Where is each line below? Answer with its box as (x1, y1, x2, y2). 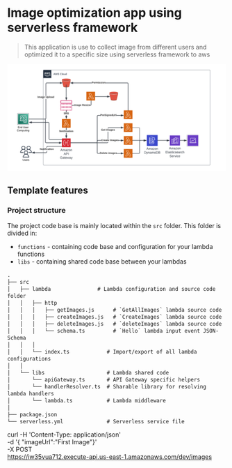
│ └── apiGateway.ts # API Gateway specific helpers (7, 376, 200, 383)
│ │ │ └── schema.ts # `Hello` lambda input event (7, 327, 200, 334)
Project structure (7, 206, 66, 216)
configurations (7, 355, 51, 362)
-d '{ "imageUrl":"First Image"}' (7, 437, 97, 446)
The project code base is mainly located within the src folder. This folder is (7, 221, 221, 229)
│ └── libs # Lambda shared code (7, 369, 169, 376)
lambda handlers (7, 390, 54, 397)
